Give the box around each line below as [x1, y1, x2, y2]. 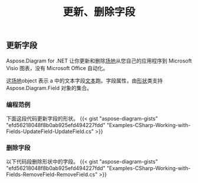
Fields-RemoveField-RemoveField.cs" [6, 171, 98, 178]
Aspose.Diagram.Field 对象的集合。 [6, 84, 93, 91]
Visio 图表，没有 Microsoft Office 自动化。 [6, 64, 108, 71]
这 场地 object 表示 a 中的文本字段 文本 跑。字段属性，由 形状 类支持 [6, 77, 163, 84]
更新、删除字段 [62, 5, 136, 19]
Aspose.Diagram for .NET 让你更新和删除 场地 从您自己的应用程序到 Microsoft [6, 57, 192, 64]
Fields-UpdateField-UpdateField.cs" [6, 128, 94, 135]
